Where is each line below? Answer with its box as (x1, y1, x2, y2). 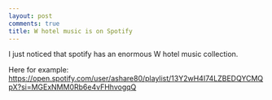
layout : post (8, 11, 53, 20)
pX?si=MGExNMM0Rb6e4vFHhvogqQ (8, 82, 137, 92)
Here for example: (8, 65, 69, 75)
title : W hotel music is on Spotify (8, 27, 133, 35)
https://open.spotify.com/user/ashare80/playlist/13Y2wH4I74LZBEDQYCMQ (8, 74, 264, 84)
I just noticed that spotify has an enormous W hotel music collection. (8, 50, 239, 59)
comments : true (8, 20, 60, 28)
